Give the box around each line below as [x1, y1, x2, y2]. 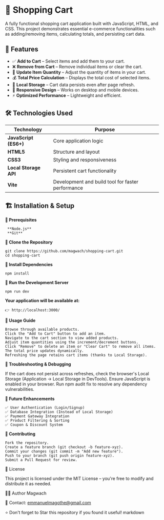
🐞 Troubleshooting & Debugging [5, 362, 71, 367]
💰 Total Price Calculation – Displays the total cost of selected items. [12, 74, 151, 80]
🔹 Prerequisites [5, 217, 37, 223]
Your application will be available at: [5, 298, 80, 304]
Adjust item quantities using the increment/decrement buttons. [5, 340, 139, 345]
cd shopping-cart [5, 253, 41, 258]
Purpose [95, 126, 115, 133]
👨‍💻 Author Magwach [5, 490, 47, 496]
